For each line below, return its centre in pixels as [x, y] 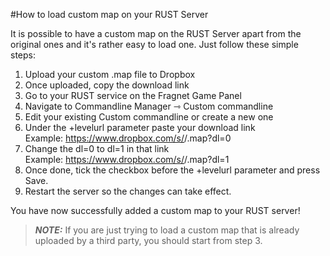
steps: [23, 55]
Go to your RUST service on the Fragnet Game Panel [133, 95]
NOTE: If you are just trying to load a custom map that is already [167, 230]
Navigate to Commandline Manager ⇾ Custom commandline [149, 106]
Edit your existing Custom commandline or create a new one [149, 117]
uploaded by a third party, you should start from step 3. [148, 240]
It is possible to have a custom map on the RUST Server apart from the [156, 33]
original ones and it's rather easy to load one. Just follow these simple [154, 44]
